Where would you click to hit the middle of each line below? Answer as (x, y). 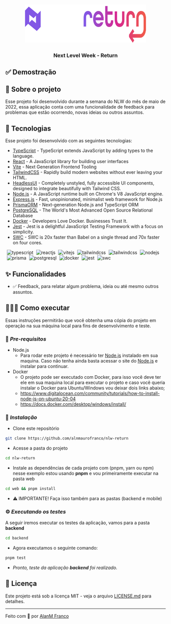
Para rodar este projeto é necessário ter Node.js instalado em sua (89, 355)
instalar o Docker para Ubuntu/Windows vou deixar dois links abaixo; (93, 388)
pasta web (24, 479)
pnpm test (16, 558)
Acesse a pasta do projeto (40, 448)
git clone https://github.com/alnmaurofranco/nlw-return (67, 438)
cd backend (17, 538)
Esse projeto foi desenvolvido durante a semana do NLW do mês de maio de (85, 101)
